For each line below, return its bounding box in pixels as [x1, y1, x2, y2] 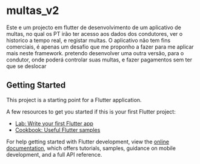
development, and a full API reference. [6, 151, 102, 158]
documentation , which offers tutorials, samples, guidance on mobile [6, 144, 176, 152]
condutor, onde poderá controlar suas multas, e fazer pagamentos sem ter [6, 56, 193, 63]
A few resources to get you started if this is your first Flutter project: [6, 108, 176, 115]
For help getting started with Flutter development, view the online [6, 138, 170, 145]
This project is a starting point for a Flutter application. [6, 96, 142, 103]
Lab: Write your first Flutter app [15, 120, 94, 127]
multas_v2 [6, 4, 59, 18]
